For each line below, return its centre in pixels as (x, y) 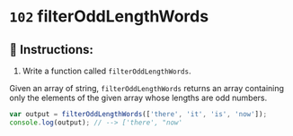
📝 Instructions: (52, 50)
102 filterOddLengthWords (109, 17)
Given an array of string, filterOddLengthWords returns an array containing (147, 88)
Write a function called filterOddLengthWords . (107, 71)
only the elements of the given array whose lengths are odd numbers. (138, 98)
